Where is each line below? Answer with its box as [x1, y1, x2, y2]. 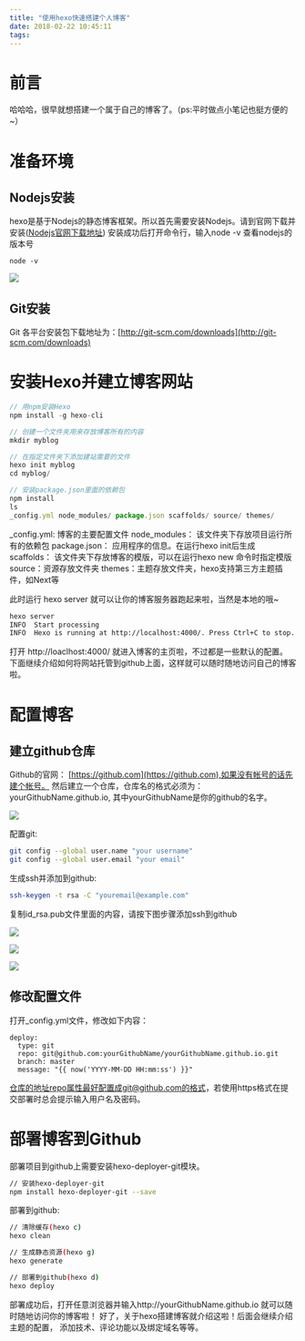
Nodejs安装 [9, 189, 76, 205]
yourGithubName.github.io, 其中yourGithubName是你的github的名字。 [9, 792, 273, 803]
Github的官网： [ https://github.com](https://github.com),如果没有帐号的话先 [9, 769, 293, 780]
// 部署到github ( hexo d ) [9, 1273, 100, 1282]
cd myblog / [9, 469, 51, 478]
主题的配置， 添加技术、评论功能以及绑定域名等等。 [9, 1322, 203, 1333]
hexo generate [9, 1256, 64, 1266]
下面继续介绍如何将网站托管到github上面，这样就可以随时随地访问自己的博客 [9, 658, 297, 669]
